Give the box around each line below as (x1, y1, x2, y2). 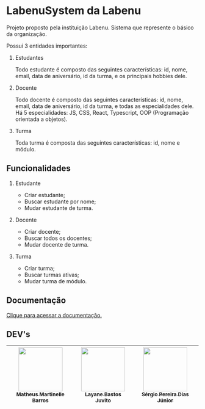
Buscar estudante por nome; (24, 198, 96, 205)
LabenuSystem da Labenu (6, 4, 142, 18)
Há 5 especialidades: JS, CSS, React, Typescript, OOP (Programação (15, 109, 189, 116)
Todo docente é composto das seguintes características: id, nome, (15, 96, 183, 103)
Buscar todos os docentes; (24, 234, 93, 242)
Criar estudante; (24, 191, 65, 198)
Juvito (95, 397, 111, 404)
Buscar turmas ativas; (24, 271, 79, 278)
